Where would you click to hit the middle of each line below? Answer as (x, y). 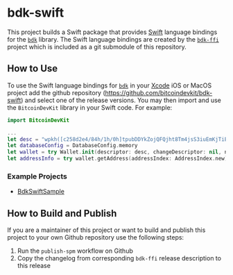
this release (34, 266)
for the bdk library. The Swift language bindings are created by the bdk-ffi (113, 39)
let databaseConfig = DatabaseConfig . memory (72, 146)
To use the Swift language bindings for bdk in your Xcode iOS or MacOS (110, 85)
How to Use (33, 68)
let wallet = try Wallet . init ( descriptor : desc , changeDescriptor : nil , (114, 152)
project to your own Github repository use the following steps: (96, 237)
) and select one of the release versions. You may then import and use (121, 100)
